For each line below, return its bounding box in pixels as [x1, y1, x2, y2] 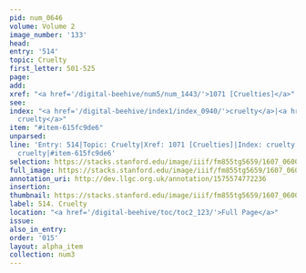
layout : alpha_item [9, 242, 84, 251]
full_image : [9, 166, 55, 175]
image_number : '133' [9, 30, 88, 39]
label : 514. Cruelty [9, 199, 88, 209]
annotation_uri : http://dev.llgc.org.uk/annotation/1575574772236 [9, 174, 267, 183]
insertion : [9, 183, 51, 192]
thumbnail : [9, 191, 51, 200]
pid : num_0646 [9, 13, 64, 23]
